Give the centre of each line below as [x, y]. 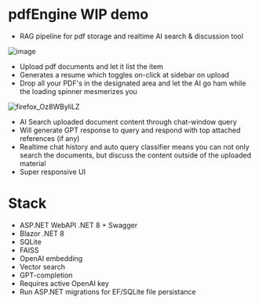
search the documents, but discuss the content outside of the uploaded [135, 155]
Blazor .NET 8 [42, 233]
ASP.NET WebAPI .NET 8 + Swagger [78, 225]
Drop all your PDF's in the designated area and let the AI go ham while [133, 83]
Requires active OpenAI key [64, 283]
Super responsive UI [53, 172]
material [33, 163]
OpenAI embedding [51, 258]
